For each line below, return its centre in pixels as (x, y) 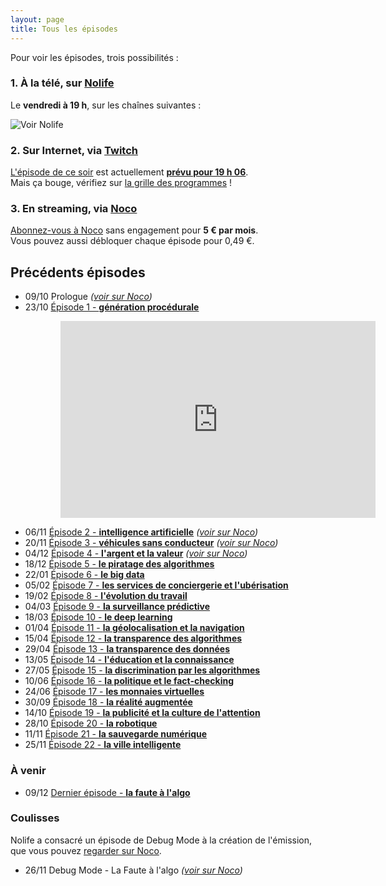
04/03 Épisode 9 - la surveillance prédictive (117, 607)
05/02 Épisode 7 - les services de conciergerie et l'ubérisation (156, 585)
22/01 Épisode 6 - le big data (84, 575)
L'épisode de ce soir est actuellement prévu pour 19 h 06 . (129, 172)
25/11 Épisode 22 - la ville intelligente (103, 745)
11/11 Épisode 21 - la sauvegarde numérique (116, 734)
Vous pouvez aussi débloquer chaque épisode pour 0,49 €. (132, 241)
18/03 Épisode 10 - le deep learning (98, 617)
